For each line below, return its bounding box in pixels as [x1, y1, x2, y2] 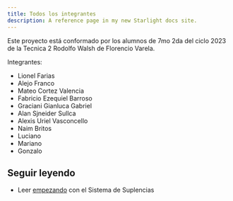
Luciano [17, 132, 41, 140]
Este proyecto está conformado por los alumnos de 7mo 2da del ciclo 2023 [7, 36, 227, 45]
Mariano [17, 139, 42, 147]
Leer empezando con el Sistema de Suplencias [17, 185, 155, 195]
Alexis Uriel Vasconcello [17, 116, 88, 125]
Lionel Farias [17, 71, 55, 80]
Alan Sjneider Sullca [17, 109, 76, 117]
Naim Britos [17, 124, 52, 132]
